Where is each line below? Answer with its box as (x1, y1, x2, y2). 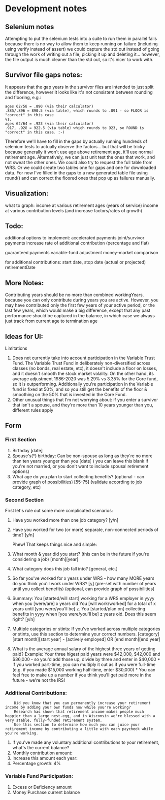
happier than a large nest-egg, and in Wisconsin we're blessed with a (5, 714, 155, 719)
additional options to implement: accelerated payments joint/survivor (5, 235, 145, 241)
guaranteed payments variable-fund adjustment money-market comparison (5, 250, 159, 256)
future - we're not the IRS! (12, 677, 66, 683)
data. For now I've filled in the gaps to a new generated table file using (5, 169, 148, 175)
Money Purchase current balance (12, 789, 80, 795)
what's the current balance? (12, 745, 69, 751)
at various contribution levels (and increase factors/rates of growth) (5, 207, 143, 213)
